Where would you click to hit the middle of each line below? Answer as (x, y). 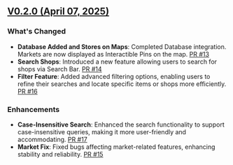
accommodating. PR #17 (52, 139)
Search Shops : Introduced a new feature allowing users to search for (117, 62)
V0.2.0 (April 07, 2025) (58, 12)
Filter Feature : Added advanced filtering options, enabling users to (114, 76)
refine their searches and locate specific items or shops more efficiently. (122, 84)
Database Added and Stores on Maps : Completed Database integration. (122, 46)
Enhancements (34, 109)
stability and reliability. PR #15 (60, 154)
